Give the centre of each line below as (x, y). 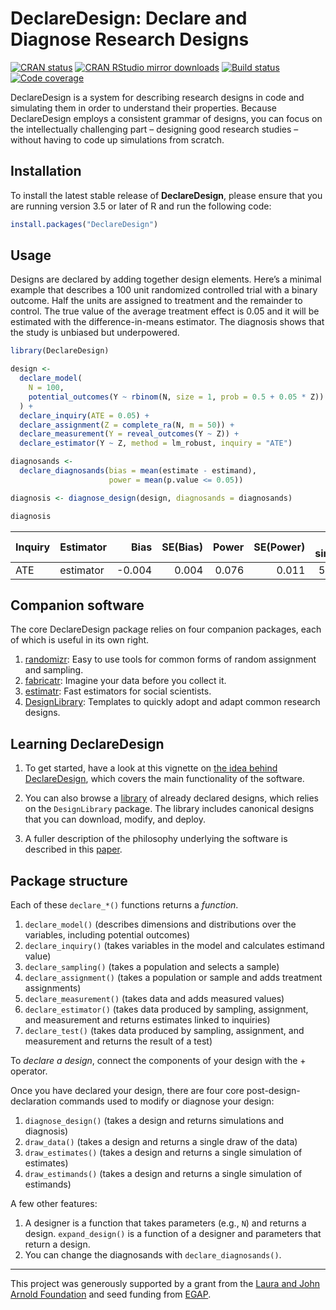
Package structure (69, 880)
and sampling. (54, 670)
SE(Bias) (182, 547)
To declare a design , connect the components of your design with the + (158, 1060)
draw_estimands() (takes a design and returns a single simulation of (163, 1173)
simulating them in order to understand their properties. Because (144, 108)
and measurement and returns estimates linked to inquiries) (147, 1020)
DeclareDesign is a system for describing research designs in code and (157, 97)
